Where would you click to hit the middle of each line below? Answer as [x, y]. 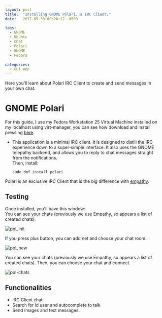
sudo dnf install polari [38, 172]
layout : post [18, 10]
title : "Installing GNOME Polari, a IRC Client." [58, 14]
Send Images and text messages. [46, 310]
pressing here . [20, 133]
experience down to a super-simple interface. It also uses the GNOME [83, 147]
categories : [17, 65]
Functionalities [28, 288]
